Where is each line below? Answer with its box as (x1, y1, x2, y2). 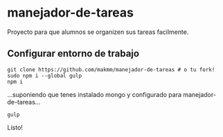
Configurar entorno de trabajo (7, 48, 140, 60)
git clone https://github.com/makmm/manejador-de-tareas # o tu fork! (7, 66, 215, 73)
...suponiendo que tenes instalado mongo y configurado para (7, 90, 182, 98)
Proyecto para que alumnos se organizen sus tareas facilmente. (7, 28, 189, 36)
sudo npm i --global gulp (7, 72, 82, 79)
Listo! (7, 123, 23, 131)
